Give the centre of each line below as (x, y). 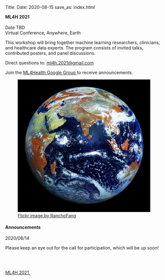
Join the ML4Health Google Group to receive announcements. (69, 72)
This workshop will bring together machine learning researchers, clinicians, (82, 42)
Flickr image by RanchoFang (47, 215)
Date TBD (15, 27)
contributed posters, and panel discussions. (50, 53)
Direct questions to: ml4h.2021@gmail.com (49, 63)
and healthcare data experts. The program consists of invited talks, (74, 48)
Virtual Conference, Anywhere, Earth (43, 33)
